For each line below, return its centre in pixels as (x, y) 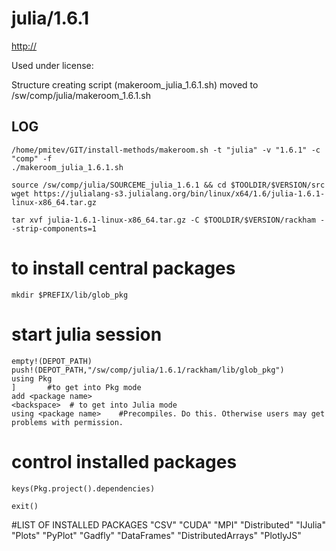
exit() (25, 506)
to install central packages (123, 268)
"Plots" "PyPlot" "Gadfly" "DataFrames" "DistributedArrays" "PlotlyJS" (156, 535)
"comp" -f (32, 158)
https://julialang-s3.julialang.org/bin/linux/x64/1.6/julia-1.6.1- (179, 193)
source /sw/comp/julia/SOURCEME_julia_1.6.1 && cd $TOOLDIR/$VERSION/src (168, 185)
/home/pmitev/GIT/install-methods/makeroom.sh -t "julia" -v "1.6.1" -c (166, 150)
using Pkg (32, 378)
